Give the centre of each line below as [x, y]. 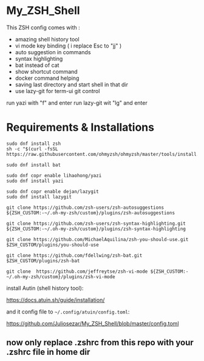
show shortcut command [46, 71]
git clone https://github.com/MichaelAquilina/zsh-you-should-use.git [97, 239]
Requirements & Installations [80, 128]
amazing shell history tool [47, 39]
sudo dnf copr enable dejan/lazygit [53, 191]
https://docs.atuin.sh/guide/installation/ [56, 300]
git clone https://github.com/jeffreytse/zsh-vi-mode [77, 272]
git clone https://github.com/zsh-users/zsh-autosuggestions [85, 208]
